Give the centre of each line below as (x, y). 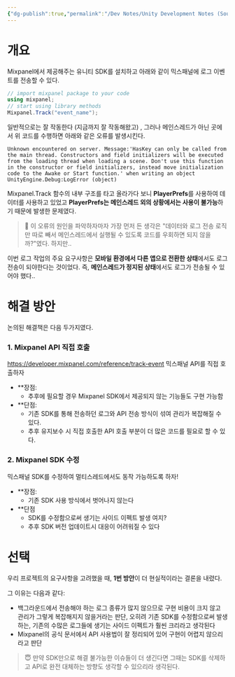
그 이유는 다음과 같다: (36, 593)
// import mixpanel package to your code (69, 93)
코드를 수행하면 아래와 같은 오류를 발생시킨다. (84, 136)
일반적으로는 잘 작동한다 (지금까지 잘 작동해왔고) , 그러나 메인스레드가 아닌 (108, 127)
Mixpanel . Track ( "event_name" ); (53, 113)
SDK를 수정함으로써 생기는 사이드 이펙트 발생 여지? (97, 517)
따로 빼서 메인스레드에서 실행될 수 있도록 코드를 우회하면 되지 (115, 235)
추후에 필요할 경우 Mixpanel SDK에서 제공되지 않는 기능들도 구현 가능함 (126, 396)
